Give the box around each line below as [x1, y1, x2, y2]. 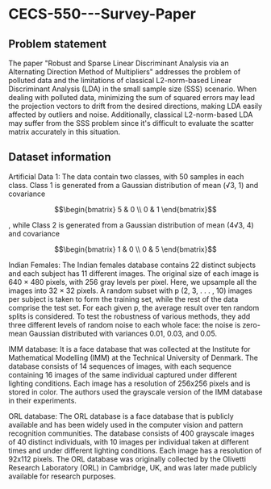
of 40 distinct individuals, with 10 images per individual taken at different [8, 437, 249, 446]
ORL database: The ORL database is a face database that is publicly [8, 411, 234, 420]
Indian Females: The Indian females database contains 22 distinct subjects [8, 260, 256, 270]
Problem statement [8, 37, 107, 51]
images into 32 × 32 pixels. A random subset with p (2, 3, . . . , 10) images [8, 286, 252, 295]
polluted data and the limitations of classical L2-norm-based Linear [8, 76, 232, 85]
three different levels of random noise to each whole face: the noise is [8, 320, 241, 329]
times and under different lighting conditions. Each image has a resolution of [8, 445, 262, 455]
